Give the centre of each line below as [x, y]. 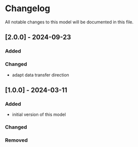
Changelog [28, 9]
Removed [16, 140]
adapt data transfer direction [40, 75]
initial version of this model [39, 114]
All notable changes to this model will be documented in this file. [69, 22]
